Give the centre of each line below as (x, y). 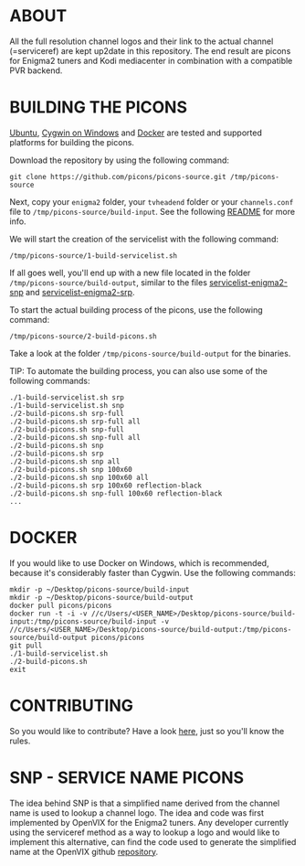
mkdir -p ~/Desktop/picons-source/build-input (100, 589)
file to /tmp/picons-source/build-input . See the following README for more (152, 211)
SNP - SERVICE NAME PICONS (127, 777)
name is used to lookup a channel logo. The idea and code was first (137, 813)
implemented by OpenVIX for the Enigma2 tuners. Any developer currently (149, 822)
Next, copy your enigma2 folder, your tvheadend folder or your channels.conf (152, 201)
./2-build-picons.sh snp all (65, 461)
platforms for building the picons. (72, 142)
